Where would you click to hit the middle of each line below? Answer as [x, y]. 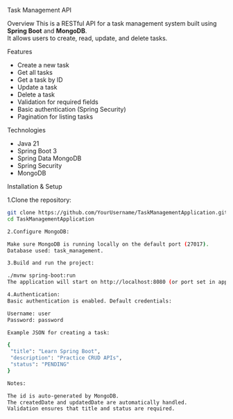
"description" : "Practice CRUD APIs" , [66, 358]
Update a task [37, 87]
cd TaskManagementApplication [51, 219]
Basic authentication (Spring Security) [71, 109]
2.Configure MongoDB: [38, 232]
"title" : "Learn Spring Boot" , [55, 352]
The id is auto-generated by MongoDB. [63, 396]
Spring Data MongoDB [49, 158]
